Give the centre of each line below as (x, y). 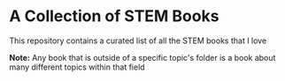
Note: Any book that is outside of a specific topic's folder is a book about (142, 57)
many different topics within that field (77, 67)
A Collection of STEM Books (114, 16)
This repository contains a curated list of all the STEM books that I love (138, 40)
